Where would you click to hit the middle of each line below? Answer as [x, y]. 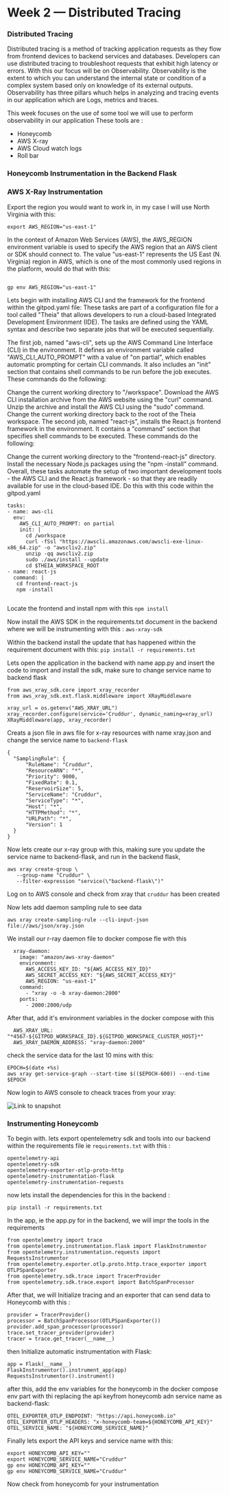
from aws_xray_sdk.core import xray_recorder [73, 690]
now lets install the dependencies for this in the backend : [88, 1195]
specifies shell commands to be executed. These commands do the [103, 436]
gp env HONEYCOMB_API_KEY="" [49, 1465]
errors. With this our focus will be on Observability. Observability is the [107, 71]
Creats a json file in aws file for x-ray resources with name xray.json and [109, 733]
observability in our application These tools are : [75, 121]
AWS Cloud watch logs [49, 148]
